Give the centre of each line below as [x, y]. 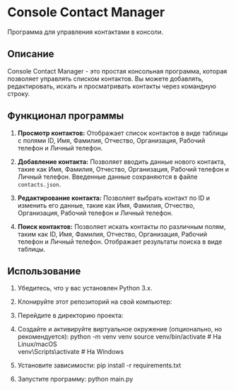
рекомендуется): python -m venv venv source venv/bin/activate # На [119, 337]
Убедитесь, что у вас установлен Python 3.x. [85, 288]
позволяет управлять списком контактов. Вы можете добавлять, [105, 78]
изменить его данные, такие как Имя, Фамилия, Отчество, [106, 205]
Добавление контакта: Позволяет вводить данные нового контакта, [122, 161]
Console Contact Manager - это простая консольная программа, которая [117, 71]
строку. [19, 93]
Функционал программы [66, 116]
